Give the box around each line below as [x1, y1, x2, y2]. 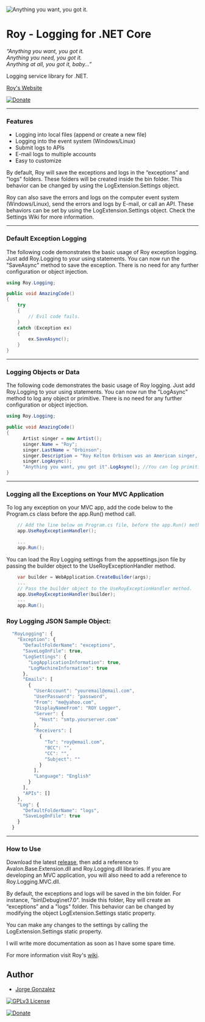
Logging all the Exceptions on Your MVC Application [6, 490, 164, 498]
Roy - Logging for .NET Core [6, 28, 151, 41]
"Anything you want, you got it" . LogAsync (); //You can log [22, 464, 179, 470]
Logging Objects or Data [6, 367, 80, 376]
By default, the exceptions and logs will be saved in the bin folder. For [6, 890, 181, 897]
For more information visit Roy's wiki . [6, 952, 99, 959]
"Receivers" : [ [33, 727, 72, 734]
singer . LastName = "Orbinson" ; [22, 447, 103, 453]
